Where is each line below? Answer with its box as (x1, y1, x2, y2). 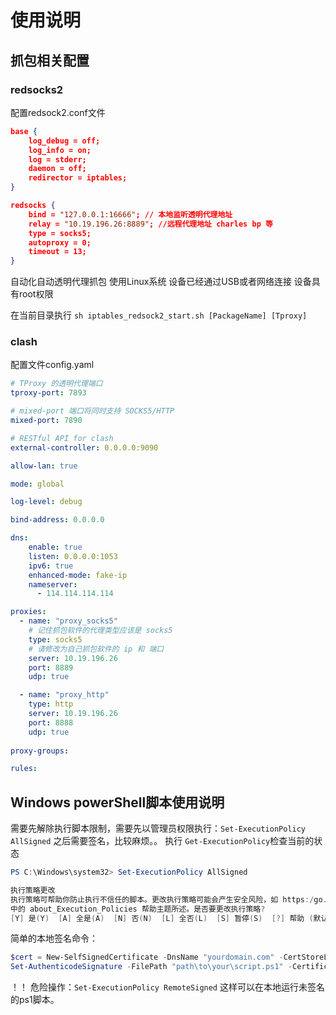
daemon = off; (28, 164, 87, 174)
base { (10, 126, 38, 136)
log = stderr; (28, 154, 87, 165)
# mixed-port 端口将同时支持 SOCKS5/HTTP (10, 406, 175, 416)
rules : (10, 764, 38, 774)
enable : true (28, 542, 83, 553)
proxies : (10, 607, 47, 617)
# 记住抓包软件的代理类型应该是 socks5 (28, 626, 173, 636)
